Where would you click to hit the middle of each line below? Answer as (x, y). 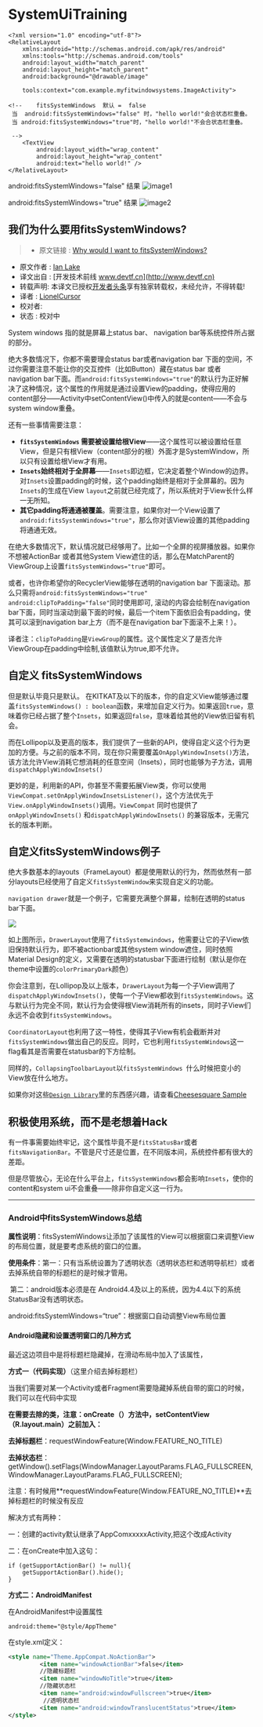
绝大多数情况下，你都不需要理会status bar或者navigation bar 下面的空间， (127, 359)
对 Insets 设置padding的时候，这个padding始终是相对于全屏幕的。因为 (132, 480)
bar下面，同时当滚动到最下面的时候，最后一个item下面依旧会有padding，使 (130, 612)
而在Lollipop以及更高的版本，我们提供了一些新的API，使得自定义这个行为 (126, 742)
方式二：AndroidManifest (50, 1594)
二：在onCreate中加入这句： (54, 1550)
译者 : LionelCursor (50, 296)
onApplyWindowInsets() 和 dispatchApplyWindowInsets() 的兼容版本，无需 (125, 815)
